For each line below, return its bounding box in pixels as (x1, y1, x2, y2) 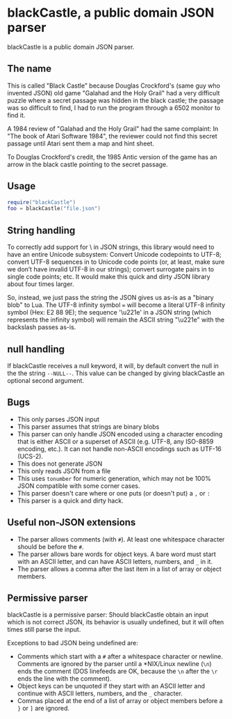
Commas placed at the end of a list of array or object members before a (17, 697, 224, 705)
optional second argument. (7, 376, 85, 384)
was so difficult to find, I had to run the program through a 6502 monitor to (7, 103, 221, 112)
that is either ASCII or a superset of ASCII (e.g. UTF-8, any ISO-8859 (17, 437, 214, 445)
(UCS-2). (17, 452, 44, 460)
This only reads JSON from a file (17, 466, 111, 475)
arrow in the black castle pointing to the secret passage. (7, 160, 168, 168)
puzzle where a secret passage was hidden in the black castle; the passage (7, 96, 224, 104)
